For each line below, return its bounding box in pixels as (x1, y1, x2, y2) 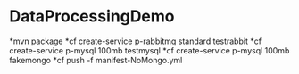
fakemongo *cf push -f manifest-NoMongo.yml (9, 54, 183, 65)
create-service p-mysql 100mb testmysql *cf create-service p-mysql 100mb (9, 45, 290, 55)
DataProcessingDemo (9, 6, 176, 27)
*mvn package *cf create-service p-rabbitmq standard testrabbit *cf (9, 36, 262, 46)
